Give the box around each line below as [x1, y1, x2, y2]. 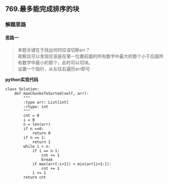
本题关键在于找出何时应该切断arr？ [17, 47, 90, 53]
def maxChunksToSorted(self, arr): [14, 91, 89, 96]
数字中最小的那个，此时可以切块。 [22, 59, 93, 66]
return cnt [23, 174, 46, 180]
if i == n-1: [32, 148, 60, 153]
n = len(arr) [23, 121, 51, 127]
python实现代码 [5, 76, 39, 82]
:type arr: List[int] [23, 100, 69, 105]
